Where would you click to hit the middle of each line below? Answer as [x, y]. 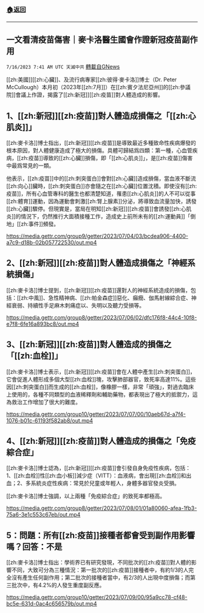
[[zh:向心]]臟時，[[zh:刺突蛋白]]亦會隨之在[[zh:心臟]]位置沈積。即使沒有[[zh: [102, 186]
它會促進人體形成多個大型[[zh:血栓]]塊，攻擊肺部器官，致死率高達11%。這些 [101, 379]
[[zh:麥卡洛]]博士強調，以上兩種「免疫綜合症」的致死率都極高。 [86, 496]
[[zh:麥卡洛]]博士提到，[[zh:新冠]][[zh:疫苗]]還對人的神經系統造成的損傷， [99, 290]
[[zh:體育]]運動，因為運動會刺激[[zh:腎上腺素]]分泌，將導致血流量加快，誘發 [101, 201]
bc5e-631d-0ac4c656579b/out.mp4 [52, 604]
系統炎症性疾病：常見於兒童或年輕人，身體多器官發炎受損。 [105, 483]
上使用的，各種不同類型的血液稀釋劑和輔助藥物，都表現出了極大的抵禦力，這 [102, 394]
